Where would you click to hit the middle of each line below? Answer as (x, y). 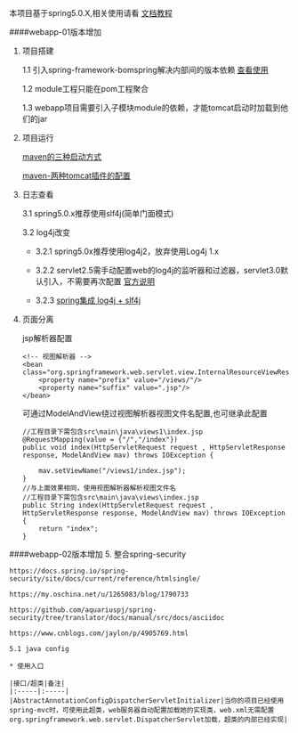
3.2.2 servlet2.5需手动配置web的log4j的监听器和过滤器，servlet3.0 (158, 270)
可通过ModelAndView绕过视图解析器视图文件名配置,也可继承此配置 (145, 413)
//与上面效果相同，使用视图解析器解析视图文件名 (99, 488)
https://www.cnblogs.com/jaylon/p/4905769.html (99, 633)
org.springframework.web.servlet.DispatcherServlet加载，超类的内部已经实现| (149, 720)
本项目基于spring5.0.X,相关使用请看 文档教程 (91, 13)
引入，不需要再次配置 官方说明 (99, 281)
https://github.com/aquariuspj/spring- (83, 610)
